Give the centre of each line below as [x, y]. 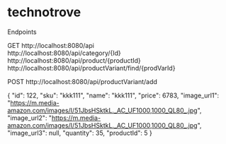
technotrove [44, 12]
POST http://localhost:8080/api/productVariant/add [83, 81]
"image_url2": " [29, 118]
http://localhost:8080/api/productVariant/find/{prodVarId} [91, 68]
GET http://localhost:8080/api [51, 45]
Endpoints [22, 32]
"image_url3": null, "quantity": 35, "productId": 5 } [80, 133]
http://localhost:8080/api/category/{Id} [64, 53]
